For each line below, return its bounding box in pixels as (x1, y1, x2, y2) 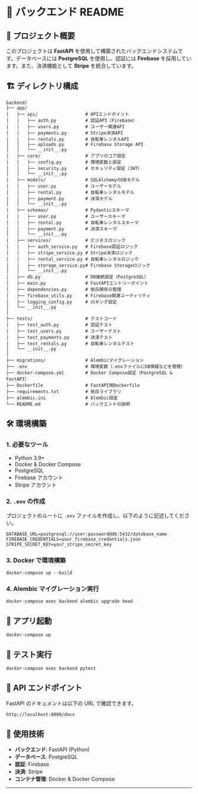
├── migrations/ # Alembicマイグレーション (6, 357, 144, 363)
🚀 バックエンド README (6, 5, 124, 19)
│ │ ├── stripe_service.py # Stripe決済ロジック (6, 250, 133, 256)
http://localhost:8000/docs (6, 711, 75, 717)
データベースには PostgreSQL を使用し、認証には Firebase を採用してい (15, 55, 192, 62)
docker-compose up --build (6, 570, 72, 576)
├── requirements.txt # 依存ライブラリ (6, 388, 122, 394)
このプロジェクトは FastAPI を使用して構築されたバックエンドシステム (6, 48, 178, 54)
